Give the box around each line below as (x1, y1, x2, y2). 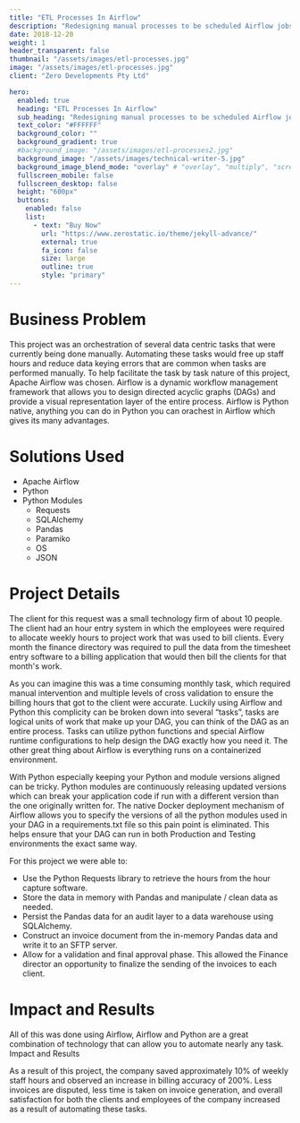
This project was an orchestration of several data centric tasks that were (9, 339, 276, 349)
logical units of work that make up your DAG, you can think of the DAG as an (9, 716, 289, 726)
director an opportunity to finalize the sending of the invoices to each (21, 958, 278, 969)
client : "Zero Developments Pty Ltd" (9, 72, 150, 81)
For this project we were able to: (9, 855, 128, 866)
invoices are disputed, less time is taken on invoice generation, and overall (9, 1084, 283, 1095)
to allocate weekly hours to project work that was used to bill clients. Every (9, 632, 285, 643)
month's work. (9, 660, 62, 672)
